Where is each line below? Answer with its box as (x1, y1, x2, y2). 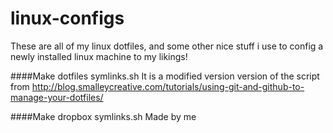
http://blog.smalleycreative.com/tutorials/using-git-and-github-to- (31, 80, 305, 92)
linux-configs (10, 7, 125, 30)
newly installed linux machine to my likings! (10, 50, 188, 62)
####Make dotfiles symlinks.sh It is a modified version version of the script (10, 70, 320, 82)
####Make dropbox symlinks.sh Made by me (10, 110, 197, 122)
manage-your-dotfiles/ (10, 91, 104, 103)
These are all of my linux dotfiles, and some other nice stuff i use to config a (10, 40, 324, 52)
